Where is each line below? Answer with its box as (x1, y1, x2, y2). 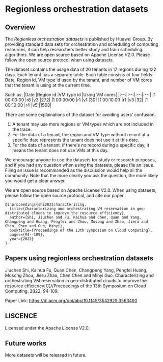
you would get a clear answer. (5, 178, 66, 183)
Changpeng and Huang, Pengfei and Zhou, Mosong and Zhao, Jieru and (5, 219, 148, 224)
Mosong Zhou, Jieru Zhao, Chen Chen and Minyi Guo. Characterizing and (5, 272, 154, 278)
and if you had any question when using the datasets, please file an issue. (5, 162, 155, 168)
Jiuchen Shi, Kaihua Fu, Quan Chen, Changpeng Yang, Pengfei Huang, (5, 267, 148, 273)
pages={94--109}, (9, 232, 45, 237)
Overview (5, 23, 36, 31)
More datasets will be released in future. (5, 352, 87, 358)
